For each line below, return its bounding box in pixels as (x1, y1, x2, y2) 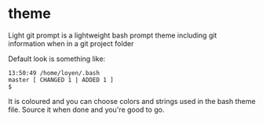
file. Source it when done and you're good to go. (8, 105, 165, 114)
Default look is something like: (8, 54, 106, 63)
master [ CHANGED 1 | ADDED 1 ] (8, 76, 114, 84)
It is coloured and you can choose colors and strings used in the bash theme (8, 96, 256, 106)
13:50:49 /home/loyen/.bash (8, 69, 100, 77)
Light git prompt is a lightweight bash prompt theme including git (8, 30, 217, 40)
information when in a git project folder (8, 38, 134, 48)
